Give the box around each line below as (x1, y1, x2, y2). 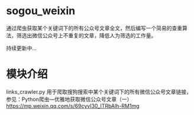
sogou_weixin (6, 4, 76, 18)
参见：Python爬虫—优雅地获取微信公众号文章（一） (6, 95, 132, 103)
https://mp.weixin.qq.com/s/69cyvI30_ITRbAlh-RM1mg (6, 102, 140, 109)
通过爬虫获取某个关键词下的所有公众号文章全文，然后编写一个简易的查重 (6, 24, 182, 31)
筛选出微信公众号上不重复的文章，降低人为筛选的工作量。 (16, 31, 157, 39)
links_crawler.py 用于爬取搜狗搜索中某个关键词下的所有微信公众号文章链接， (6, 88, 192, 95)
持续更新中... (6, 44, 37, 52)
